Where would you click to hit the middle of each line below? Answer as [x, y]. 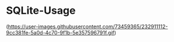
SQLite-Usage [41, 11]
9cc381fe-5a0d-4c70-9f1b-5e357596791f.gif [60, 32]
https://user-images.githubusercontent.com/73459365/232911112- [88, 26]
